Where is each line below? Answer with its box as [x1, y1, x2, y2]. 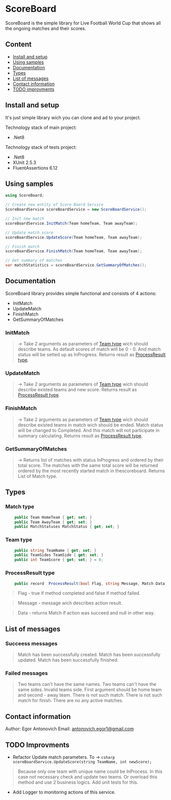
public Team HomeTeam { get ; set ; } [14, 515, 93, 520]
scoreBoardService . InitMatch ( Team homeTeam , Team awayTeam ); [5, 221, 138, 226]
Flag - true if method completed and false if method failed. [17, 590, 141, 596]
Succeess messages [5, 640, 58, 647]
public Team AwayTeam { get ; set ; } [14, 519, 93, 525]
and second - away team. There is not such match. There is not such [17, 692, 162, 698]
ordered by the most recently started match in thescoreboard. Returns [17, 468, 165, 474]
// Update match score [5, 230, 53, 235]
